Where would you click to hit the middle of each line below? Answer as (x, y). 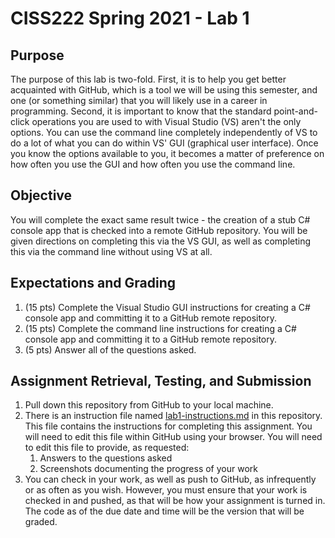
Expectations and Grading (93, 283)
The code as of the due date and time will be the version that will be (164, 511)
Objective (41, 195)
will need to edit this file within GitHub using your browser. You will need (173, 437)
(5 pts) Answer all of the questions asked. (110, 349)
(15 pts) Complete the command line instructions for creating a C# (160, 328)
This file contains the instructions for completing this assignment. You (168, 426)
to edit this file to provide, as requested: (107, 448)
